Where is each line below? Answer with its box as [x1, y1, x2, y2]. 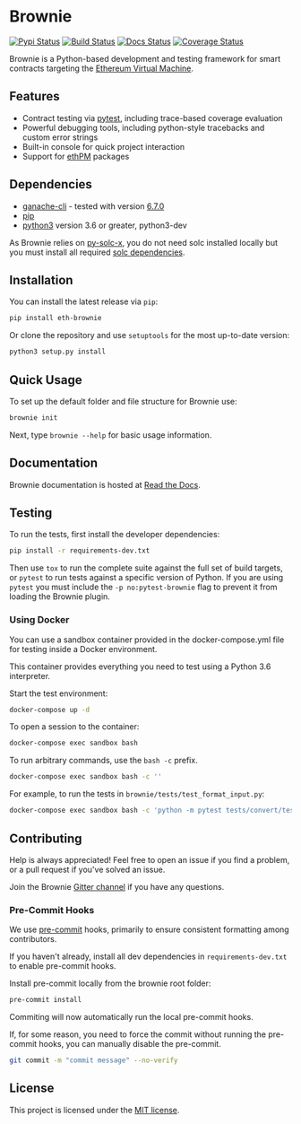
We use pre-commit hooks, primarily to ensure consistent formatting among [9, 924, 289, 935]
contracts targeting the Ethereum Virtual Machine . [9, 63, 194, 74]
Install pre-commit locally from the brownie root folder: [9, 978, 211, 989]
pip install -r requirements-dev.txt [9, 546, 150, 555]
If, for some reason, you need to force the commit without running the [9, 1029, 267, 1040]
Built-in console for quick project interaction [21, 141, 185, 152]
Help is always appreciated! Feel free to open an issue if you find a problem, [9, 854, 290, 865]
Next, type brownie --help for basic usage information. [9, 429, 212, 440]
